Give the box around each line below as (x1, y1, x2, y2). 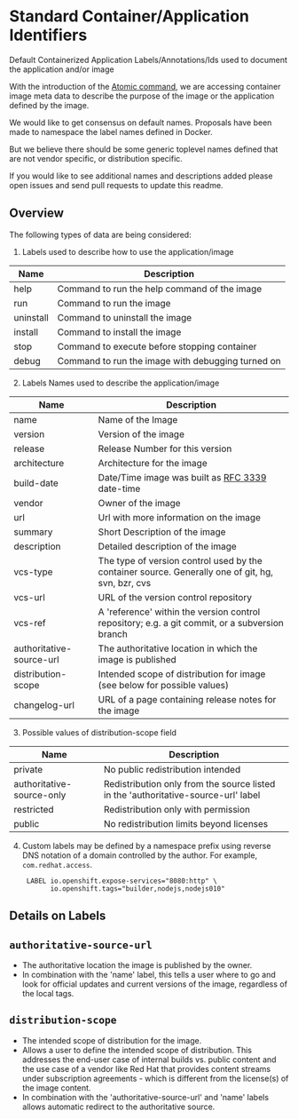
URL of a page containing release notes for (98, 693, 277, 705)
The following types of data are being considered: (9, 229, 192, 240)
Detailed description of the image (98, 540, 237, 552)
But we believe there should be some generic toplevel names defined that (9, 144, 278, 155)
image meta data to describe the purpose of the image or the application (9, 91, 275, 101)
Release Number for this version (98, 442, 232, 455)
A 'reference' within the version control (98, 606, 261, 618)
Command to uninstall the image (57, 311, 192, 323)
